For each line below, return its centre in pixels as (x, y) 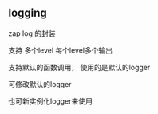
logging (28, 13)
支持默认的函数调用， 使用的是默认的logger (79, 67)
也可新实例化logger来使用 (51, 101)
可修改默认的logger (40, 84)
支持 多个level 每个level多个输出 (61, 50)
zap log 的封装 (32, 33)
